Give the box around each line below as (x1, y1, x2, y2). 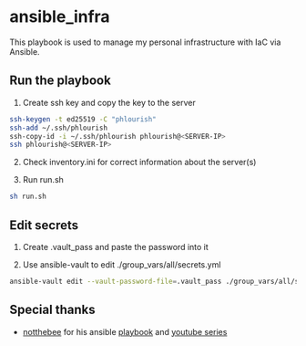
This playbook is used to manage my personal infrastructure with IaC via (9, 37, 281, 47)
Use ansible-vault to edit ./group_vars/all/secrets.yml (22, 258, 221, 270)
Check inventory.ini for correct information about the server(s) (22, 157, 257, 168)
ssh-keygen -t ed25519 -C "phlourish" (9, 114, 157, 124)
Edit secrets (9, 217, 79, 233)
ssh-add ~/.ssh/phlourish (9, 123, 107, 132)
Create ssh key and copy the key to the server (22, 97, 196, 108)
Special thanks (9, 302, 96, 318)
